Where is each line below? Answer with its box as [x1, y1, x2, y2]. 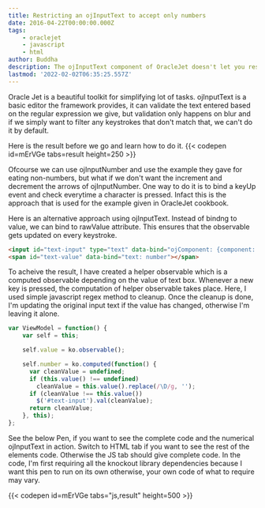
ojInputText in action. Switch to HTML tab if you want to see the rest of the [8, 442, 250, 451]
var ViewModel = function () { [8, 325, 108, 333]
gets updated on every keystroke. [8, 230, 118, 239]
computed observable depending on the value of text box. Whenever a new [8, 276, 254, 285]
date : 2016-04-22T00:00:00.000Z [8, 19, 114, 27]
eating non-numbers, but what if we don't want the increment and [8, 173, 222, 183]
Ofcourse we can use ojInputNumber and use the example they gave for [8, 164, 243, 174]
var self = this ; [22, 332, 80, 340]
